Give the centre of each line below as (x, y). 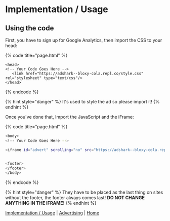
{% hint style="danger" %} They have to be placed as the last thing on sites (84, 192)
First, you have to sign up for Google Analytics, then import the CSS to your (84, 40)
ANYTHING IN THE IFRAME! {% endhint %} (51, 203)
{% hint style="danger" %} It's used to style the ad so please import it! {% (83, 102)
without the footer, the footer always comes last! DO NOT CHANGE (75, 198)
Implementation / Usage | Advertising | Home (52, 213)
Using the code (30, 28)
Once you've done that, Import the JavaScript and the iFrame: (70, 117)
